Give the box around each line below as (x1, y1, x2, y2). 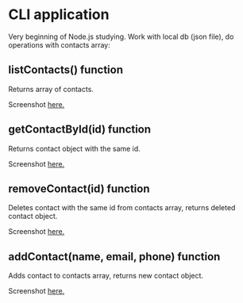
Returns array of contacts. (8, 84, 94, 94)
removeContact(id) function (8, 182, 150, 195)
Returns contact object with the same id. (8, 144, 141, 153)
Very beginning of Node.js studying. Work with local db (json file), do (8, 32, 234, 41)
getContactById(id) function (8, 123, 152, 136)
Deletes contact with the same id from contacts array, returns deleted (8, 203, 236, 213)
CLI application (8, 6, 110, 24)
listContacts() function (8, 63, 123, 77)
